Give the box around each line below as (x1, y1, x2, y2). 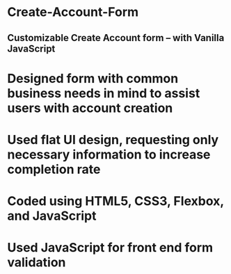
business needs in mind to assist (7, 85, 200, 101)
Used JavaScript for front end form (7, 240, 214, 256)
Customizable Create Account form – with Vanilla (7, 32, 225, 44)
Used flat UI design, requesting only (7, 131, 219, 147)
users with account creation (7, 100, 173, 115)
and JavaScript (7, 208, 97, 224)
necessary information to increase (7, 147, 211, 162)
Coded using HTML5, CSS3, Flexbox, (7, 193, 224, 209)
